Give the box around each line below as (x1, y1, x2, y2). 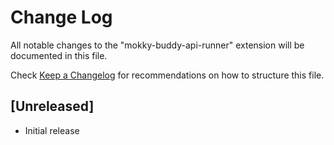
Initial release (24, 124, 80, 136)
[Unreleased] (10, 98, 95, 115)
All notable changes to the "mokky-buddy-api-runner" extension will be (10, 39, 305, 51)
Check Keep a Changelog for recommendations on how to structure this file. (10, 69, 325, 81)
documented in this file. (10, 49, 108, 61)
